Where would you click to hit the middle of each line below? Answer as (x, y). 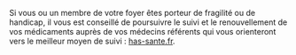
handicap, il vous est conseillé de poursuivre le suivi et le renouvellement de (148, 22)
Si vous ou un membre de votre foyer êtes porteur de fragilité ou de (132, 13)
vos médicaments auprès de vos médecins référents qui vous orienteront (143, 31)
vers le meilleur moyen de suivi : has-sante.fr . (92, 41)
